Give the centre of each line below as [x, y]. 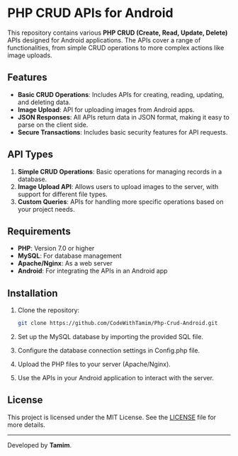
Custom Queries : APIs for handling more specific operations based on [120, 201]
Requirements [39, 231]
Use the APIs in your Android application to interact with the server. [116, 378]
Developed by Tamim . [40, 445]
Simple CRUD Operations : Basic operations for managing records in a [120, 171]
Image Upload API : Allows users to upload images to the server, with [118, 186]
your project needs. [46, 209]
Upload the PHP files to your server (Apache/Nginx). [94, 364]
